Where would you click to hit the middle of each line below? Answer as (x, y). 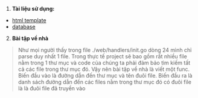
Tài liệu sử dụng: (33, 9)
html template (29, 20)
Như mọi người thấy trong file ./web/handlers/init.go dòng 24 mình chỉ (105, 50)
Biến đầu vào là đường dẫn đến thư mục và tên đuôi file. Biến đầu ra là (105, 75)
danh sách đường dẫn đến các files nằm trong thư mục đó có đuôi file (105, 82)
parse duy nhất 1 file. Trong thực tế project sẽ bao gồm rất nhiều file (102, 56)
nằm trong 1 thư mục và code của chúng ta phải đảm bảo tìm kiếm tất (104, 63)
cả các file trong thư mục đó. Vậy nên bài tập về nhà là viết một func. (104, 69)
